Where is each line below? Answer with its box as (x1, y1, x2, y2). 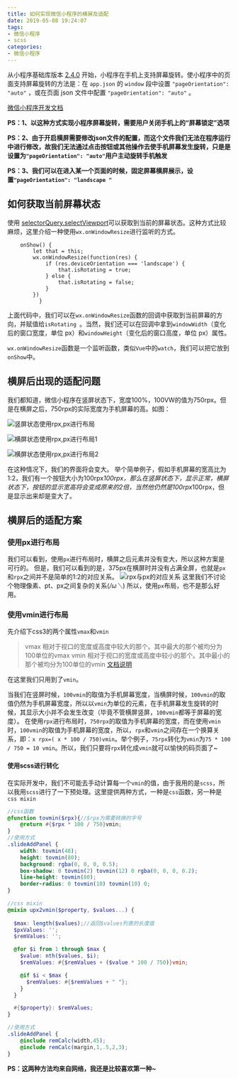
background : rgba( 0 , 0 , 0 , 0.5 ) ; (20, 861, 119, 868)
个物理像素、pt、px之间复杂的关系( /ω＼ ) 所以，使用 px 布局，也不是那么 (7, 581, 214, 590)
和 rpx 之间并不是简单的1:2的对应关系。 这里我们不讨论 (7, 573, 226, 581)
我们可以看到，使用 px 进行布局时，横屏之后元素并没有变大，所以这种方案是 (7, 555, 225, 564)
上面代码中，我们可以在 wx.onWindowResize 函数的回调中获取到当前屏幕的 (7, 311, 217, 319)
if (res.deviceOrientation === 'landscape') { (45, 260, 186, 267)
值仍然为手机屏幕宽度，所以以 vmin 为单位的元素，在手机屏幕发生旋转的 (7, 699, 212, 708)
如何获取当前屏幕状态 (7, 198, 101, 210)
